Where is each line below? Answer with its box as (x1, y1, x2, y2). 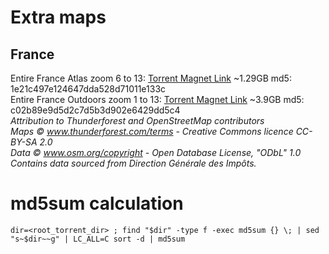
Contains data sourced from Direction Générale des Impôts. (10, 157, 257, 169)
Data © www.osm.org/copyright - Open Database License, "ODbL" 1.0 (10, 147, 302, 158)
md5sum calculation (10, 192, 184, 215)
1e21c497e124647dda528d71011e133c (10, 83, 167, 95)
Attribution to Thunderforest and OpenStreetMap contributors (10, 115, 265, 126)
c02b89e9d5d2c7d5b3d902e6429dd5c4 (10, 104, 181, 116)
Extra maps (10, 6, 107, 29)
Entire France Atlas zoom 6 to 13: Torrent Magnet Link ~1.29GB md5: (10, 72, 292, 84)
